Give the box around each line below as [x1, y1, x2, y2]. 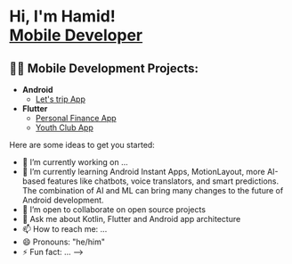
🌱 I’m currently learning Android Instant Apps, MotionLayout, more [21, 167, 265, 177]
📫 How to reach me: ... [21, 224, 108, 234]
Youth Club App [35, 122, 93, 133]
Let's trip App [35, 94, 86, 104]
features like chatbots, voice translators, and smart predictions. [47, 176, 280, 186]
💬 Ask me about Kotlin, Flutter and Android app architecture [21, 214, 241, 224]
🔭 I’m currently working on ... [21, 157, 128, 167]
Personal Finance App [35, 113, 118, 123]
